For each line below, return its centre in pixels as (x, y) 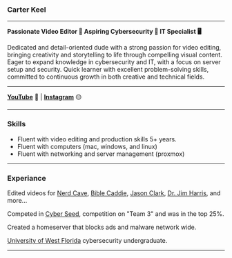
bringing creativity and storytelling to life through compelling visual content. (115, 55)
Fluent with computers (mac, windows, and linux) (87, 146)
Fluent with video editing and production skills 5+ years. (97, 139)
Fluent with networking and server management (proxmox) (101, 154)
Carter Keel (27, 10)
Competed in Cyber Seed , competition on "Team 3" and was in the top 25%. (116, 214)
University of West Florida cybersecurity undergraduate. (87, 240)
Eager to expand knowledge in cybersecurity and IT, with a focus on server (114, 62)
